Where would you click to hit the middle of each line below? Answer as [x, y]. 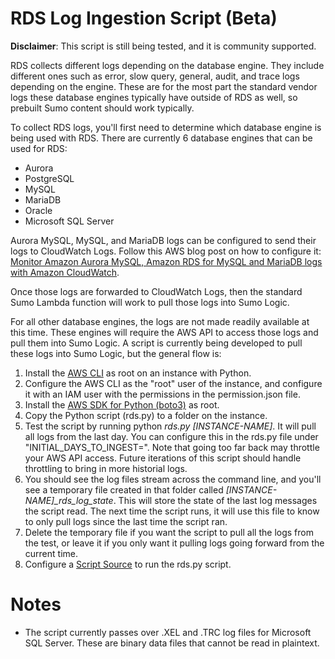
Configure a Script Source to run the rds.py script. [128, 564]
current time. [51, 553]
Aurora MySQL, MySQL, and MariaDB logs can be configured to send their [163, 240]
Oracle [38, 210]
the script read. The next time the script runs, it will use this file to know [172, 511]
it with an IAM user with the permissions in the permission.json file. [162, 394]
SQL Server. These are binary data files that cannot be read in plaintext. [172, 643]
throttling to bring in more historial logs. [106, 468]
